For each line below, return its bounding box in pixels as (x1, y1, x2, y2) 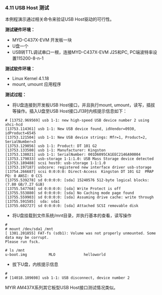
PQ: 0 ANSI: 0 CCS (5, 173, 42, 179)
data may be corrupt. (5, 235, 49, 240)
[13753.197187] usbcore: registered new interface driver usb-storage (5, 165, 152, 170)
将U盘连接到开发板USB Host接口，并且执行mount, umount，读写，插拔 (12, 102, 155, 108)
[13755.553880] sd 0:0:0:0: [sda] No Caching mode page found (5, 190, 134, 196)
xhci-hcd (5, 122, 23, 127)
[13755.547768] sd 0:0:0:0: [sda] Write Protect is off (5, 187, 121, 191)
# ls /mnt (5, 248, 25, 253)
